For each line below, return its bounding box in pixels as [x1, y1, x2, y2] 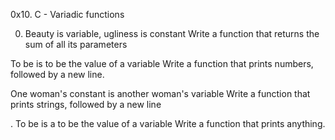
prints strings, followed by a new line [10, 99, 162, 110]
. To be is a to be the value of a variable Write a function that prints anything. [10, 118, 326, 129]
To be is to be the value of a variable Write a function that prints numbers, [10, 58, 314, 69]
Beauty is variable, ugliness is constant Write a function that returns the [24, 28, 320, 39]
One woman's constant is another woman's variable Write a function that [10, 88, 311, 99]
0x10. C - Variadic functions [10, 9, 125, 20]
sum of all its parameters [24, 39, 128, 50]
